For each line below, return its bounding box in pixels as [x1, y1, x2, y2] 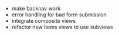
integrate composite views [11, 17, 76, 24]
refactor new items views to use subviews [11, 23, 113, 30]
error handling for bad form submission [11, 11, 107, 18]
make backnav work [11, 5, 61, 12]
